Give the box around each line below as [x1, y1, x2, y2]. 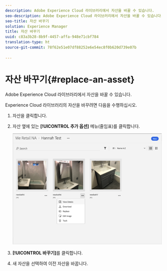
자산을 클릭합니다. [12, 112, 47, 118]
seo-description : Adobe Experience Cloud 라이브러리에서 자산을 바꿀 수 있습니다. [5, 13, 164, 18]
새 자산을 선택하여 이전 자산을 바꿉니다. [12, 261, 88, 267]
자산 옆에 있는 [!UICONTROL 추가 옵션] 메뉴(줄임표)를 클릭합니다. [12, 123, 140, 129]
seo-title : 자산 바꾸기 [5, 18, 49, 23]
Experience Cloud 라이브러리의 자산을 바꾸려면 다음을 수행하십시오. [5, 102, 138, 108]
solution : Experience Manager [5, 24, 68, 29]
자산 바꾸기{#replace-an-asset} [5, 74, 135, 85]
